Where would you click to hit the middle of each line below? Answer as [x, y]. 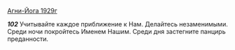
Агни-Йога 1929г [32, 11]
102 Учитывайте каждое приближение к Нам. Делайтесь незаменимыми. [117, 24]
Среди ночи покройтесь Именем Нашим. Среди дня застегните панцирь [116, 32]
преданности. [28, 39]
